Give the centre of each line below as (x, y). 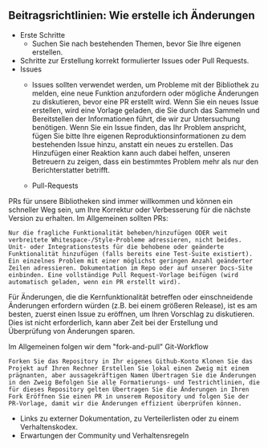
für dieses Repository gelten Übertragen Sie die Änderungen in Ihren (129, 389)
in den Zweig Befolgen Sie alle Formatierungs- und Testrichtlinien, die (134, 382)
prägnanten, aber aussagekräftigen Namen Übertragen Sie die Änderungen (132, 375)
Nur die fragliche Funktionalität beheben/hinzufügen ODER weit (118, 233)
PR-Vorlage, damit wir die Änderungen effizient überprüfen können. (125, 403)
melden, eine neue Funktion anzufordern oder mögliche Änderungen (145, 93)
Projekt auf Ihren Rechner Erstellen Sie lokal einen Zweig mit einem (129, 368)
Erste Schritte (43, 35)
